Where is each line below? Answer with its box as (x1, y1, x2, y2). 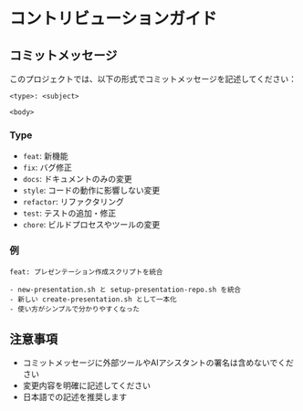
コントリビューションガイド (9, 8, 217, 29)
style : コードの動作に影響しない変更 (22, 184, 161, 196)
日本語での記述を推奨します (22, 392, 128, 403)
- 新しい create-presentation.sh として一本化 (9, 294, 177, 304)
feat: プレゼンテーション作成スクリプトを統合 (9, 267, 163, 277)
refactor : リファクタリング (22, 196, 125, 207)
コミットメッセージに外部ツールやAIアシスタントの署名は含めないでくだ (22, 357, 294, 368)
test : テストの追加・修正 (22, 207, 117, 219)
